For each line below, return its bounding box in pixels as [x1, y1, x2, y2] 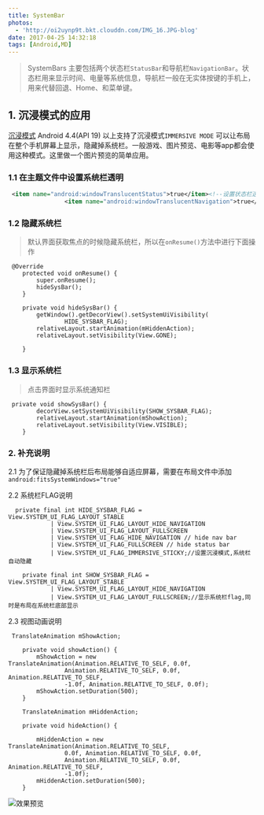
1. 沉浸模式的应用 [8, 108, 91, 122]
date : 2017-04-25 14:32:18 [8, 33, 97, 42]
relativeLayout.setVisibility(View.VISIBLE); [36, 420, 189, 429]
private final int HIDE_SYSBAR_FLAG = [15, 506, 143, 514]
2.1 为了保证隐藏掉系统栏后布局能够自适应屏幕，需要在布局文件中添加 [8, 466, 232, 476]
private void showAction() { [22, 646, 118, 654]
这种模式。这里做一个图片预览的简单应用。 [14, 150, 153, 160]
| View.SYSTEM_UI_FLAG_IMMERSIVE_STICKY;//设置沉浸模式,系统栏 [49, 549, 251, 557]
